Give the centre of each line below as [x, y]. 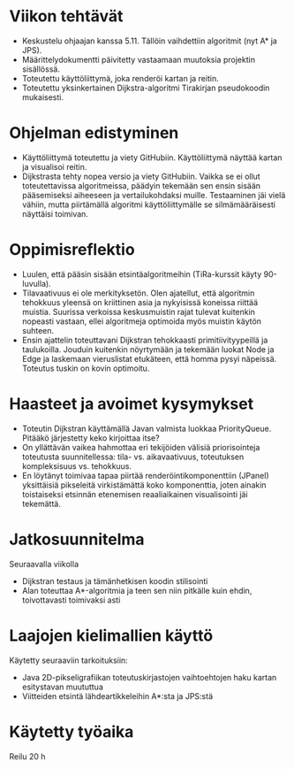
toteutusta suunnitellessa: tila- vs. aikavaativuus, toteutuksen [133, 457]
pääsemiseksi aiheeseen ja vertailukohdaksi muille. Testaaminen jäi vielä [154, 195]
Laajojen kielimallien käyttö [111, 635]
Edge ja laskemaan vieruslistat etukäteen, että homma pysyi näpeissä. [149, 358]
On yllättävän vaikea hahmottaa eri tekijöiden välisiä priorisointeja [141, 447]
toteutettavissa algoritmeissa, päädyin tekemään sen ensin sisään [141, 185]
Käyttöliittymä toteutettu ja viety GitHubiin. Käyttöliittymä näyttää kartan [152, 158]
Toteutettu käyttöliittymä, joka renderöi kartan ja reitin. [120, 78]
